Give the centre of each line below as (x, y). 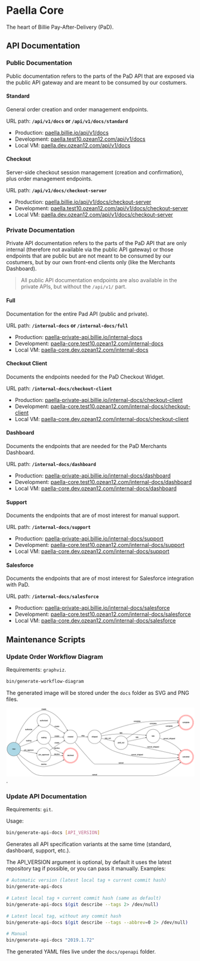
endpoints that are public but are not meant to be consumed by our (89, 256)
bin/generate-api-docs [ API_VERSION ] (53, 833)
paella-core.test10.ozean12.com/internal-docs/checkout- (121, 406)
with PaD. (18, 585)
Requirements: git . (30, 809)
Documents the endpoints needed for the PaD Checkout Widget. (85, 377)
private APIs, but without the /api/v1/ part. (74, 287)
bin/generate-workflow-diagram (45, 682)
